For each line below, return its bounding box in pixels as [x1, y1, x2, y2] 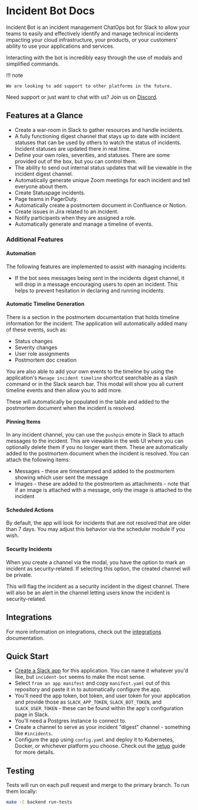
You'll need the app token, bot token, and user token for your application [14, 692, 191, 700]
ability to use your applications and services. [6, 43, 115, 50]
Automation [6, 250, 36, 257]
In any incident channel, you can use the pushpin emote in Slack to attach [6, 431, 184, 438]
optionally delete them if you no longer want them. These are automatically [6, 444, 188, 451]
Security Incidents [6, 545, 52, 553]
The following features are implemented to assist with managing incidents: [6, 263, 187, 270]
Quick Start [6, 651, 49, 661]
